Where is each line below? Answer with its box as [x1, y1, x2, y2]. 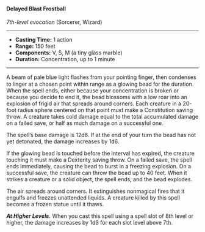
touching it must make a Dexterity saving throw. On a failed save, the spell [6, 156, 192, 163]
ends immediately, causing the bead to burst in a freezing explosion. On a [6, 163, 192, 170]
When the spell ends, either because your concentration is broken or [6, 87, 179, 94]
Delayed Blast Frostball [6, 5, 66, 12]
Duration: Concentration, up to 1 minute [15, 56, 115, 63]
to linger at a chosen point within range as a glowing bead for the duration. [6, 80, 194, 88]
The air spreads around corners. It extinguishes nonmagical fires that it [6, 187, 185, 195]
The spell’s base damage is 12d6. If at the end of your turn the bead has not [6, 132, 196, 139]
